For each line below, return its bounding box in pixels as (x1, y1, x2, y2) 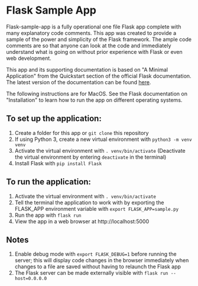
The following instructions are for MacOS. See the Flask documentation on (6, 90, 188, 97)
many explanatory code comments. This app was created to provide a (6, 29, 177, 36)
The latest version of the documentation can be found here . (6, 78, 151, 86)
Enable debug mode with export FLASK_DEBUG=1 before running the (14, 250, 177, 258)
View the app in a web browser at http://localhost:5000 (14, 217, 150, 225)
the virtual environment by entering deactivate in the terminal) (14, 153, 167, 160)
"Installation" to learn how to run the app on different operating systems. (6, 96, 183, 104)
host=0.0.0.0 (14, 276, 47, 282)
